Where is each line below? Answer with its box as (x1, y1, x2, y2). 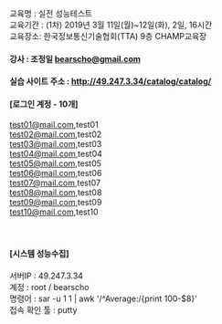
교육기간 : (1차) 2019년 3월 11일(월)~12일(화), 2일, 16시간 (9, 19, 213, 30)
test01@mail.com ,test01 (9, 120, 99, 131)
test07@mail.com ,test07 (9, 177, 101, 189)
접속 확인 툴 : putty (9, 304, 78, 315)
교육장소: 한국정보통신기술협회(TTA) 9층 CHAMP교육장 (9, 31, 207, 41)
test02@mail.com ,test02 (9, 129, 102, 140)
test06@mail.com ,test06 (9, 168, 102, 179)
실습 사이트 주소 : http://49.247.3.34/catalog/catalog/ (9, 76, 212, 87)
